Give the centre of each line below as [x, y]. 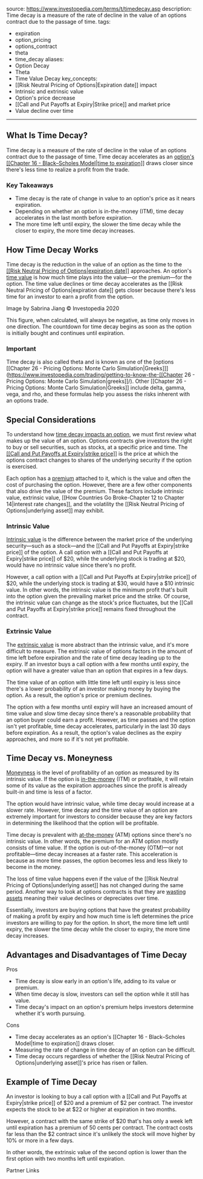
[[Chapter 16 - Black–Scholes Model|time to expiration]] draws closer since [100, 163]
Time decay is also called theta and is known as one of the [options [90, 362]
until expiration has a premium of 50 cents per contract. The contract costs [100, 1127]
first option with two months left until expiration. [66, 1159]
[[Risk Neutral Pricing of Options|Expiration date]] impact [86, 85]
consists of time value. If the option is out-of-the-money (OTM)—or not [95, 848]
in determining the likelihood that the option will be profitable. [82, 823]
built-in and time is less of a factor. [49, 792]
